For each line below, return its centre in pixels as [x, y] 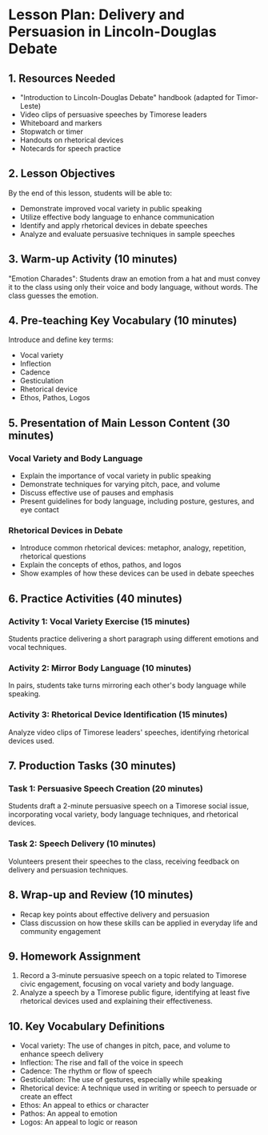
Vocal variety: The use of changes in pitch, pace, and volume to [125, 1045]
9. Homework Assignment [75, 956]
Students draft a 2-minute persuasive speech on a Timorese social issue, [129, 806]
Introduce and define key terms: [61, 340]
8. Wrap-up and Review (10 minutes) [101, 895]
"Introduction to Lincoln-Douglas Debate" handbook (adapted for [127, 97]
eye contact [40, 510]
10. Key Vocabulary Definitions [87, 1026]
